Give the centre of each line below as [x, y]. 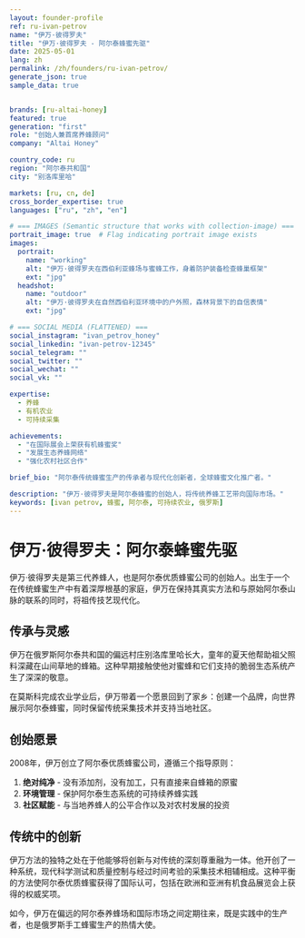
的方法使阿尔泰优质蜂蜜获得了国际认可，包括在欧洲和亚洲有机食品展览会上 [148, 883]
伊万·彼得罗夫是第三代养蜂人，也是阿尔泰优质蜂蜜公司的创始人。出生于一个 [150, 577]
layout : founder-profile [56, 18]
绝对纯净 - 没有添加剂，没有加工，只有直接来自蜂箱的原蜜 [130, 783]
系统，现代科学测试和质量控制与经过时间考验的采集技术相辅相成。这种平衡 [156, 871]
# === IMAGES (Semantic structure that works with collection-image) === [152, 227]
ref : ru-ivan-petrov [49, 26]
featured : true [38, 118]
